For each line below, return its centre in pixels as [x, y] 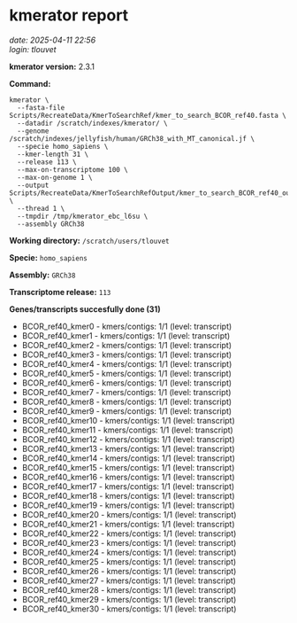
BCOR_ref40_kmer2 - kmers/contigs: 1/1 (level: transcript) [127, 345]
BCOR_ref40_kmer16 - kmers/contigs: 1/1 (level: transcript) [129, 477]
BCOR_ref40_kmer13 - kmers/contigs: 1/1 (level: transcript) [129, 448]
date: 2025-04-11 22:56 [53, 40]
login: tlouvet [33, 49]
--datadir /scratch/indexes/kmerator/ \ [92, 123]
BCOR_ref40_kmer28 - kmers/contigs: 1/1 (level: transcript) [129, 589]
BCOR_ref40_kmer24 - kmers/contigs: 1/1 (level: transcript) [129, 552]
